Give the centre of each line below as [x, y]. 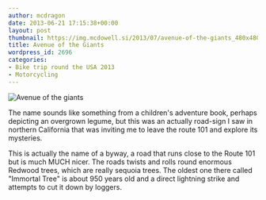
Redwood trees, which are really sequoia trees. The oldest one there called [131, 170]
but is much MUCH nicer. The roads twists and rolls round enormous [120, 162]
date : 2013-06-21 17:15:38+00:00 [63, 23]
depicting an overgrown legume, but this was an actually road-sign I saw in [131, 121]
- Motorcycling [33, 75]
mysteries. [25, 138]
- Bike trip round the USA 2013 [61, 67]
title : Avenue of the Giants [56, 45]
